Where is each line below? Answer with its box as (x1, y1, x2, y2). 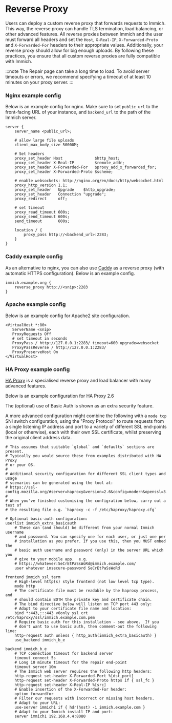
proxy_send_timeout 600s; (14, 214, 70, 220)
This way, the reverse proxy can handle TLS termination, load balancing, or (5, 25, 164, 31)
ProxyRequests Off (12, 331, 52, 337)
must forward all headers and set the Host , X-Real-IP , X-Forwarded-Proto (5, 36, 158, 43)
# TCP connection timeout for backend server (14, 651, 114, 656)
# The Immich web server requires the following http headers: (14, 669, 153, 674)
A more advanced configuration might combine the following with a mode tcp (5, 413, 167, 419)
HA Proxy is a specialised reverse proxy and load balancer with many (5, 378, 151, 384)
